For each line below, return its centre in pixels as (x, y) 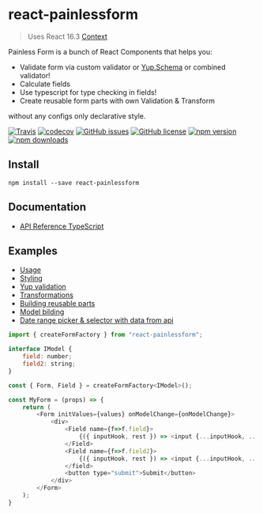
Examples (33, 251)
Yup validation (43, 287)
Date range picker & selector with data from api (96, 320)
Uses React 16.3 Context (68, 36)
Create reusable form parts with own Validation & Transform (117, 100)
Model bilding (42, 312)
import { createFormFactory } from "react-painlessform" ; (105, 335)
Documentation (47, 207)
